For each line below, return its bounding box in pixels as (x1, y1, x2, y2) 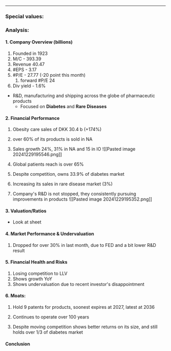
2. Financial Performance (5, 115, 60, 121)
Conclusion (5, 341, 31, 347)
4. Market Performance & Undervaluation (5, 231, 94, 237)
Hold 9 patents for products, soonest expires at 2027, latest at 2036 (12, 304, 155, 310)
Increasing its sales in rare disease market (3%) (12, 181, 113, 187)
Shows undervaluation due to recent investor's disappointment (12, 281, 145, 287)
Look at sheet (12, 219, 42, 225)
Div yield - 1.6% (12, 83, 46, 89)
